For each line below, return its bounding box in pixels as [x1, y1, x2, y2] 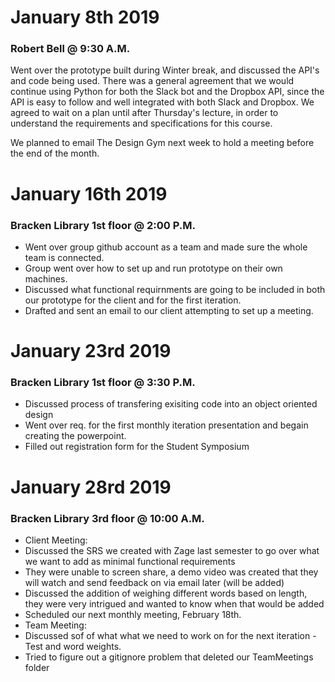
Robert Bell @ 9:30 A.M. [10, 42, 131, 56]
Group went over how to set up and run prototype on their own [24, 262, 283, 274]
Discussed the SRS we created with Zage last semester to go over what [24, 544, 320, 556]
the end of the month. [10, 147, 100, 160]
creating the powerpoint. [24, 430, 127, 442]
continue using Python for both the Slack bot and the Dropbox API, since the [10, 86, 325, 98]
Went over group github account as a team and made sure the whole [24, 241, 308, 253]
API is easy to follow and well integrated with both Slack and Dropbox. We [10, 96, 315, 108]
